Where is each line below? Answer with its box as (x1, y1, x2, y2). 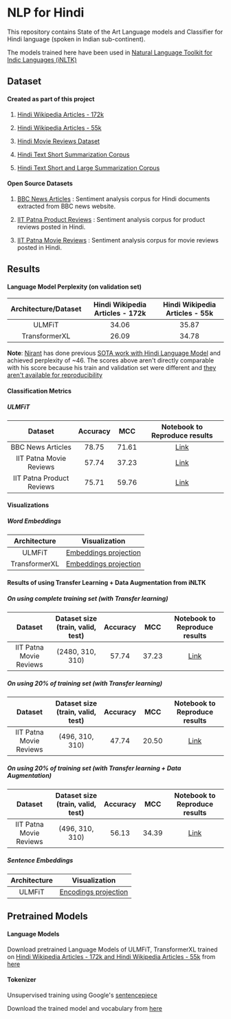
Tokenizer (7, 976, 36, 984)
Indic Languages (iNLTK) (7, 55, 77, 63)
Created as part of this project (7, 94, 95, 103)
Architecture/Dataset (10, 305, 82, 314)
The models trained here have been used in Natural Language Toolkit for (7, 48, 213, 56)
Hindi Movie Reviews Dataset (16, 136, 100, 145)
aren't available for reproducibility (7, 371, 103, 380)
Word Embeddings (7, 517, 62, 525)
